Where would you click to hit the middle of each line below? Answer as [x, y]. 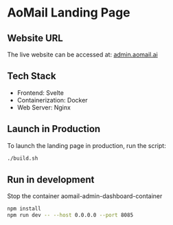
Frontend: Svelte [40, 93]
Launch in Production [54, 129]
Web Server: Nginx [44, 107]
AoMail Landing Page [69, 13]
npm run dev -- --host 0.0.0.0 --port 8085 [70, 215]
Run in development [51, 179]
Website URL [35, 38]
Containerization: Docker [52, 100]
